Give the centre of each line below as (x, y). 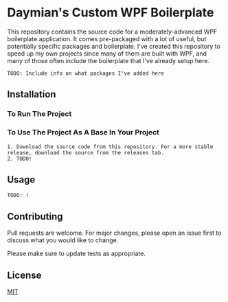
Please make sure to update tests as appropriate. (77, 254)
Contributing (35, 217)
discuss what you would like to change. (63, 240)
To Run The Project (39, 114)
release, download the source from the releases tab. (86, 152)
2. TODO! (20, 159)
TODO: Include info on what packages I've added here (86, 73)
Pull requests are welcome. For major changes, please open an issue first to (114, 233)
